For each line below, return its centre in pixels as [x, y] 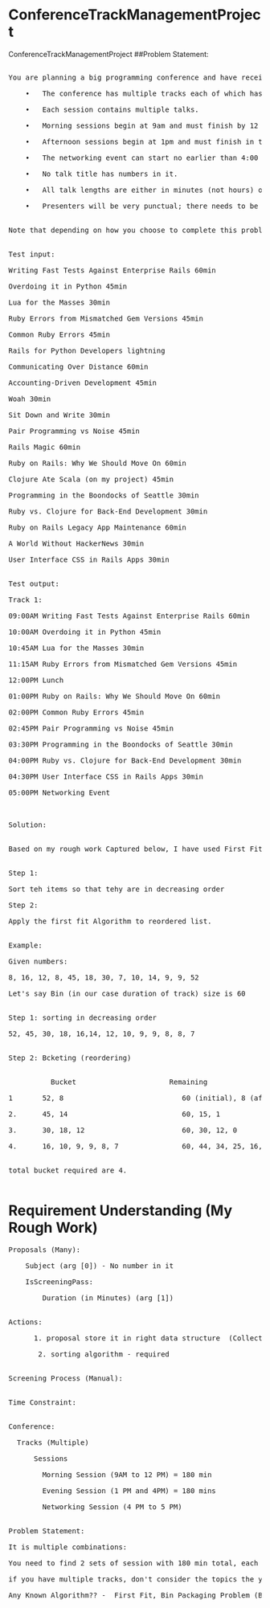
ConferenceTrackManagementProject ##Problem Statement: [108, 54]
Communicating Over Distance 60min [78, 366]
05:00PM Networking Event [59, 792]
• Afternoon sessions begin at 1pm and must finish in [140, 141]
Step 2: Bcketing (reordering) [70, 1058]
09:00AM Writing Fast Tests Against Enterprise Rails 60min [129, 616]
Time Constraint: [42, 1402]
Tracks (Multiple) [53, 1442]
